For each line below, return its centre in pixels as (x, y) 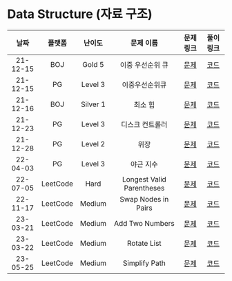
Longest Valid (144, 179)
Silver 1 (93, 104)
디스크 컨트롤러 (144, 124)
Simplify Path (144, 263)
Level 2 (93, 144)
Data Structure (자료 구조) (80, 14)
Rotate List (144, 243)
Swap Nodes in (144, 199)
